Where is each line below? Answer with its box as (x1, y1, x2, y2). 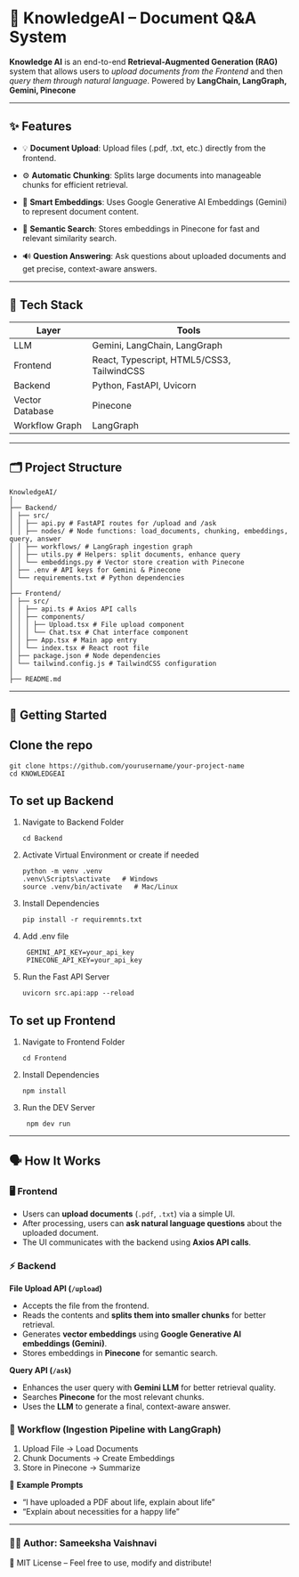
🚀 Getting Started (9, 707, 108, 722)
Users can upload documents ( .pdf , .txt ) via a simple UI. (21, 1208, 236, 1219)
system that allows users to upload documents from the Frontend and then (9, 66, 283, 77)
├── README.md (9, 675, 62, 684)
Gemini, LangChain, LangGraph (92, 338, 223, 351)
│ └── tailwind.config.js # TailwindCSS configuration (9, 659, 217, 669)
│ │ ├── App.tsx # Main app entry (9, 636, 138, 645)
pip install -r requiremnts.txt (21, 915, 142, 924)
